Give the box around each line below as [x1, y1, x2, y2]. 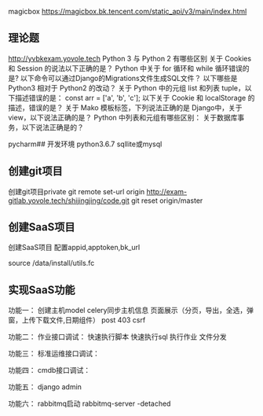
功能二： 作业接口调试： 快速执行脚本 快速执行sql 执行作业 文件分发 [8, 332, 228, 341]
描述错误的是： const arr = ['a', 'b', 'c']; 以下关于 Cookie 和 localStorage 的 [14, 93, 255, 102]
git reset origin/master [130, 196, 203, 205]
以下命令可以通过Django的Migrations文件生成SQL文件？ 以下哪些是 [20, 73, 238, 83]
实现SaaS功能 [8, 283, 75, 296]
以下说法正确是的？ [21, 122, 84, 132]
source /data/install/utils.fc [8, 259, 95, 268]
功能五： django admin [8, 382, 82, 392]
